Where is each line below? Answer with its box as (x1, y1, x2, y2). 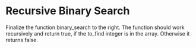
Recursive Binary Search (5, 4, 130, 18)
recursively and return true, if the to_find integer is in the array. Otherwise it (5, 30, 190, 37)
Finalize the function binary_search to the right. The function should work (5, 24, 185, 31)
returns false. (5, 36, 38, 43)
